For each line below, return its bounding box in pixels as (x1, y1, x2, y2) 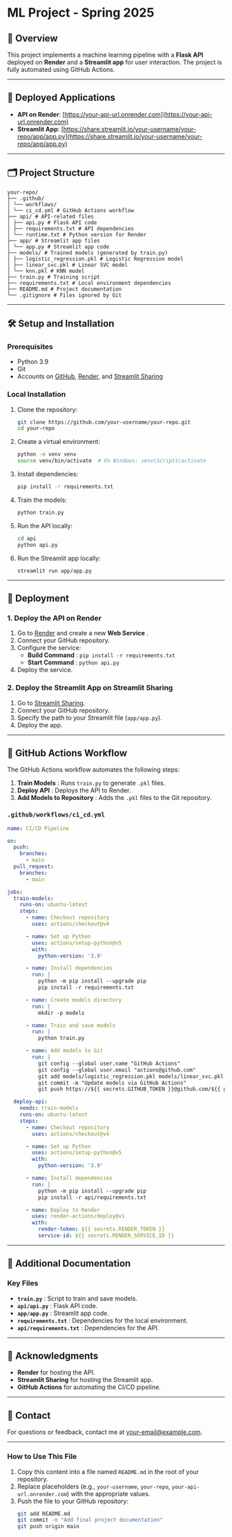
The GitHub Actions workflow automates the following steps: (7, 765, 180, 774)
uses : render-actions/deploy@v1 (32, 1213, 126, 1220)
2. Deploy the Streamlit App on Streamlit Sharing (7, 683, 173, 693)
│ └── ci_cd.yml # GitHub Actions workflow (7, 207, 135, 214)
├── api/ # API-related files (7, 213, 95, 220)
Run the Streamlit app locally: (17, 554, 101, 562)
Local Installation (7, 389, 66, 399)
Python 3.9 (17, 357, 49, 366)
